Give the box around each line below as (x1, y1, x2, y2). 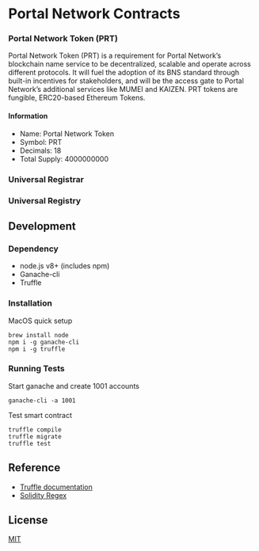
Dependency (8, 243, 59, 254)
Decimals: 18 (19, 146, 62, 155)
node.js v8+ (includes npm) (19, 261, 110, 271)
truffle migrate (8, 432, 62, 440)
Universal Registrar (8, 173, 85, 184)
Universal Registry (8, 195, 82, 206)
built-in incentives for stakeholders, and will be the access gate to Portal (8, 76, 244, 85)
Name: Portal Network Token (19, 128, 115, 139)
